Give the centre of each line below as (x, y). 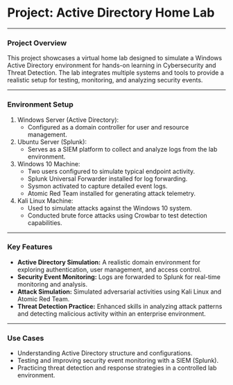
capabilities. (45, 222)
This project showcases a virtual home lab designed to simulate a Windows (115, 58)
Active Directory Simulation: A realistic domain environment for (109, 262)
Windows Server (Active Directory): (68, 120)
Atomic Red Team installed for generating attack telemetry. (112, 193)
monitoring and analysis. (52, 284)
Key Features (30, 247)
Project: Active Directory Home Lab (111, 13)
